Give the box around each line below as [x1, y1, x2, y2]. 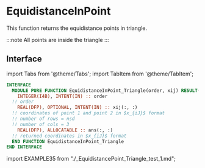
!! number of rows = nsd [12, 116, 75, 122]
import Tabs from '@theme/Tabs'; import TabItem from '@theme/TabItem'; [6, 70, 194, 77]
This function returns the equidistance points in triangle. [6, 24, 148, 32]
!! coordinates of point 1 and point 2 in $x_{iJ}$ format [12, 110, 165, 116]
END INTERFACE [6, 144, 43, 150]
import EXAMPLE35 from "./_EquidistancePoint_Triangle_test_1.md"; [6, 155, 176, 163]
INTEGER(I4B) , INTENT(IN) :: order [17, 93, 108, 99]
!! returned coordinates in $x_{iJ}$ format [12, 133, 127, 139]
